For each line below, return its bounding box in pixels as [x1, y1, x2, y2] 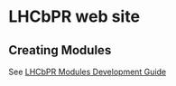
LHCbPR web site [8, 6, 141, 27]
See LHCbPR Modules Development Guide [8, 66, 167, 77]
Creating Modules [8, 43, 112, 58]
